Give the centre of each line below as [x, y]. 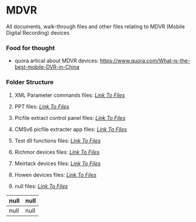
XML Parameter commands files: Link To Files [70, 95]
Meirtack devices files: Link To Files [58, 163]
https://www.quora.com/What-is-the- [145, 61]
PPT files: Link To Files [42, 106]
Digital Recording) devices [38, 32]
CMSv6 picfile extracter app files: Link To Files [71, 129]
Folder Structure [30, 82]
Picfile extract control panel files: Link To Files [70, 117]
